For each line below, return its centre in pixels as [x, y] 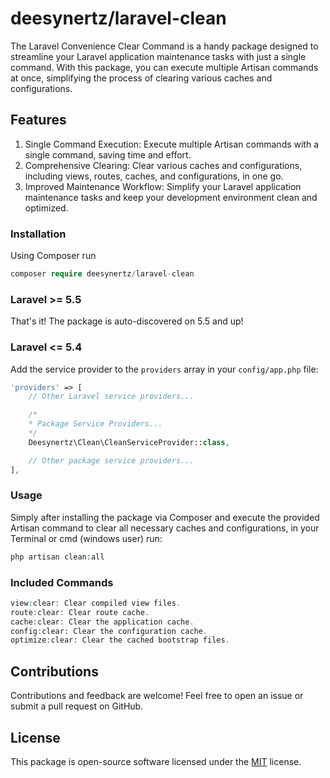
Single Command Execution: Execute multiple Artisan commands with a [172, 144]
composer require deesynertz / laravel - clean [102, 274]
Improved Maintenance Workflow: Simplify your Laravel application [163, 186]
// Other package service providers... [111, 460]
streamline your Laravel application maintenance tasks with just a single [158, 56]
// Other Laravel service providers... [111, 397]
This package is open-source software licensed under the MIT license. [156, 761]
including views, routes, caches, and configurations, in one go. [154, 176]
